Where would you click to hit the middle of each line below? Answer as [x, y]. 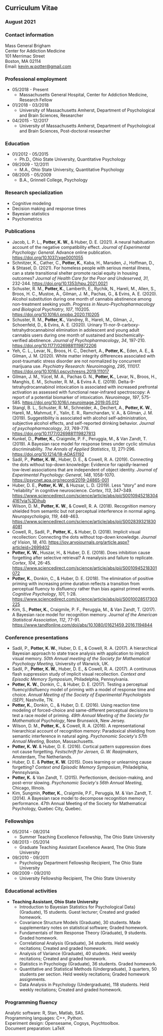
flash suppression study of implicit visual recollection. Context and [79, 674]
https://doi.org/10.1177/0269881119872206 [54, 345]
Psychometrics [27, 219]
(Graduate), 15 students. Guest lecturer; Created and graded [79, 912]
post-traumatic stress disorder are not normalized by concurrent [76, 361]
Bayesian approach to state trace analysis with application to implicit [81, 653]
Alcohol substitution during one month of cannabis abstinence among [82, 299]
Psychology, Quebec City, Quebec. [47, 809]
